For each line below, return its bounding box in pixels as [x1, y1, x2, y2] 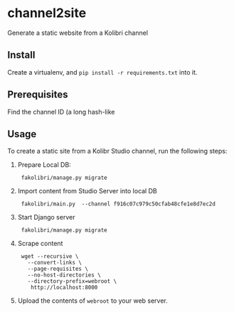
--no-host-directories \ [27, 271, 101, 279]
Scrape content [17, 240, 63, 248]
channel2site [7, 5, 87, 21]
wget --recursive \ [21, 253, 79, 260]
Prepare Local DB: [17, 161, 71, 169]
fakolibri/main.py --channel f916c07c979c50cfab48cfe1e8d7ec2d [21, 200, 216, 208]
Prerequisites [7, 89, 68, 101]
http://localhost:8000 [31, 284, 98, 291]
